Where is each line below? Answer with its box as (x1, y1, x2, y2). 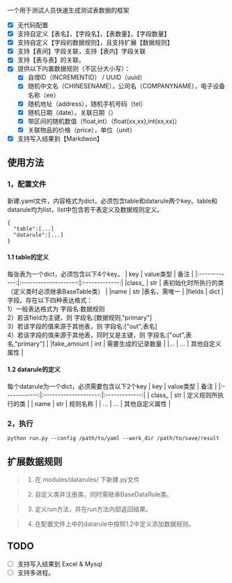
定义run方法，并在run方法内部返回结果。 (34, 505, 152, 513)
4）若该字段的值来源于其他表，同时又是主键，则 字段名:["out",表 (7, 330, 192, 339)
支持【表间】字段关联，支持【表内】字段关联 (17, 47, 146, 56)
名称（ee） (27, 91, 60, 99)
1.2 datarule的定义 (7, 365, 61, 374)
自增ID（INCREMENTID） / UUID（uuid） (27, 73, 146, 81)
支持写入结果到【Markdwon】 (17, 134, 103, 143)
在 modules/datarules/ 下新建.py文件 (34, 476, 140, 484)
